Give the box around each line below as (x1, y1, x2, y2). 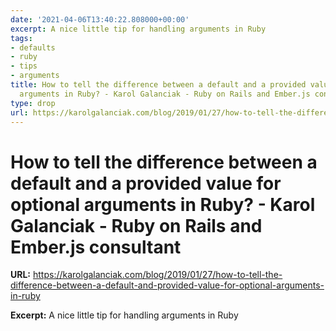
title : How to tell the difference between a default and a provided (10, 80, 307, 90)
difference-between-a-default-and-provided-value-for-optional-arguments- (10, 279, 325, 291)
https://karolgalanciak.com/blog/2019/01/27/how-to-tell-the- (32, 269, 283, 281)
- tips (10, 61, 38, 71)
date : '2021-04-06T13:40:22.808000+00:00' (10, 14, 190, 25)
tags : (10, 33, 33, 43)
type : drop (10, 98, 56, 108)
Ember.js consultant (10, 236, 182, 258)
